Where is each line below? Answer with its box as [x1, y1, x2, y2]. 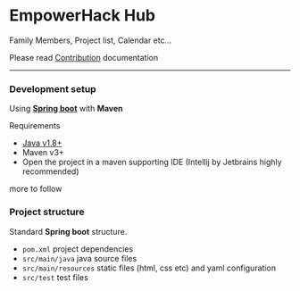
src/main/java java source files [21, 253, 137, 263]
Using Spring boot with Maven [9, 104, 123, 114]
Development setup [9, 82, 96, 95]
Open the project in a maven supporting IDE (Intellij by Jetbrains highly [21, 157, 283, 168]
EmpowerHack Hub [9, 5, 156, 26]
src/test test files [21, 271, 89, 282]
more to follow [9, 184, 62, 195]
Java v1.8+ [21, 137, 62, 148]
